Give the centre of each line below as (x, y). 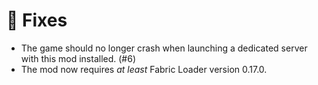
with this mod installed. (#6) (78, 58)
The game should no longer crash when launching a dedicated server (164, 48)
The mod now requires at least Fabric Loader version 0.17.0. (144, 69)
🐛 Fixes (37, 20)
